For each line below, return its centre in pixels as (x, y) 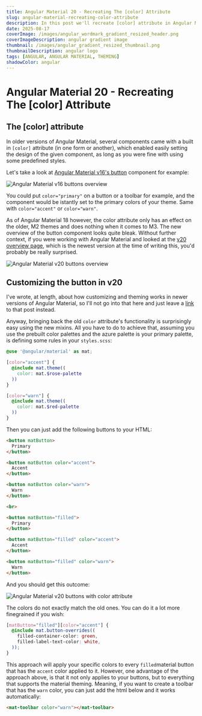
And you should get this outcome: (48, 584)
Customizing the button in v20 (64, 282)
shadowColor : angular (33, 62)
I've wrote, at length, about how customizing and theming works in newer (97, 297)
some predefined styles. (36, 161)
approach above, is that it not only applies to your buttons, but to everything (100, 677)
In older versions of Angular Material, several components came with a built (100, 141)
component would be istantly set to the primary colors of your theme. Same (100, 202)
